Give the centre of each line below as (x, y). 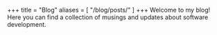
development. (27, 24)
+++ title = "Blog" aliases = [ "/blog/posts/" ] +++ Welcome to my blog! (109, 10)
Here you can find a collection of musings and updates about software (108, 17)
